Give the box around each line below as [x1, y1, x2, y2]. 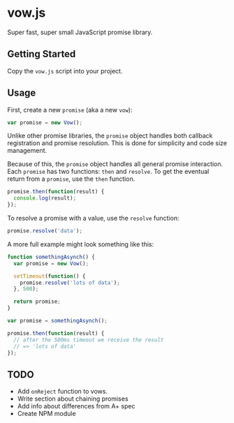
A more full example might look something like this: [7, 239, 154, 248]
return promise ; [13, 298, 61, 305]
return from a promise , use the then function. [7, 175, 136, 183]
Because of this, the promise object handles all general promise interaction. [7, 160, 224, 168]
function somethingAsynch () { [7, 253, 96, 260]
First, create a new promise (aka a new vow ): [7, 105, 133, 114]
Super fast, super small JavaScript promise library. [7, 28, 153, 36]
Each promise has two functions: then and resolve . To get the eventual [7, 168, 210, 176]
